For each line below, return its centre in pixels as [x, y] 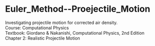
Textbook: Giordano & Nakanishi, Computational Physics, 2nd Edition [75, 33]
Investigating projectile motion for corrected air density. [62, 23]
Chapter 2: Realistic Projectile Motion [43, 38]
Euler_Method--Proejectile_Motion [78, 9]
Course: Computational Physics [37, 27]
